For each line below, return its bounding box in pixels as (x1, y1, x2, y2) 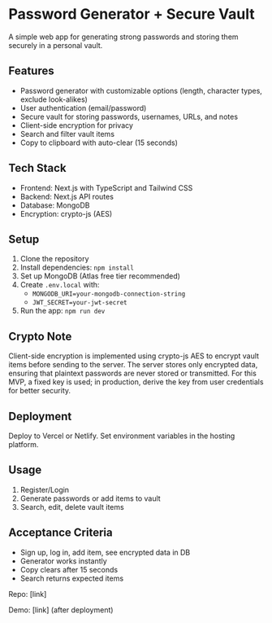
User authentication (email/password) (19, 103, 147, 112)
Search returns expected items (19, 573, 124, 583)
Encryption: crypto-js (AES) (19, 208, 113, 218)
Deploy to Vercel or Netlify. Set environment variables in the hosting (8, 431, 235, 441)
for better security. (8, 386, 71, 396)
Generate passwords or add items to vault (19, 494, 161, 503)
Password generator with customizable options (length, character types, (19, 86, 262, 95)
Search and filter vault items (19, 129, 115, 138)
